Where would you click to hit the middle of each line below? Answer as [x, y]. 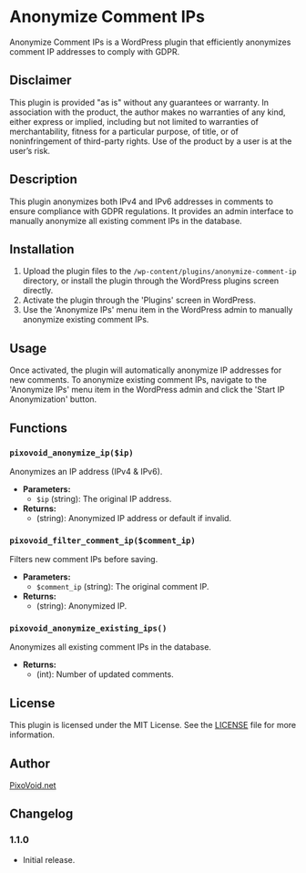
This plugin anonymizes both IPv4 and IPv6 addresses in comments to [141, 201]
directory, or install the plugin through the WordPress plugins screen [151, 281]
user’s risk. [30, 150]
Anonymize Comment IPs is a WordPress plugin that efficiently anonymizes [150, 42]
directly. [38, 291]
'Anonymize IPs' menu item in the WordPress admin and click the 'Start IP [147, 390]
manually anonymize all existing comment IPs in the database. [126, 221]
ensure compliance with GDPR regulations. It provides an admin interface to [152, 211]
